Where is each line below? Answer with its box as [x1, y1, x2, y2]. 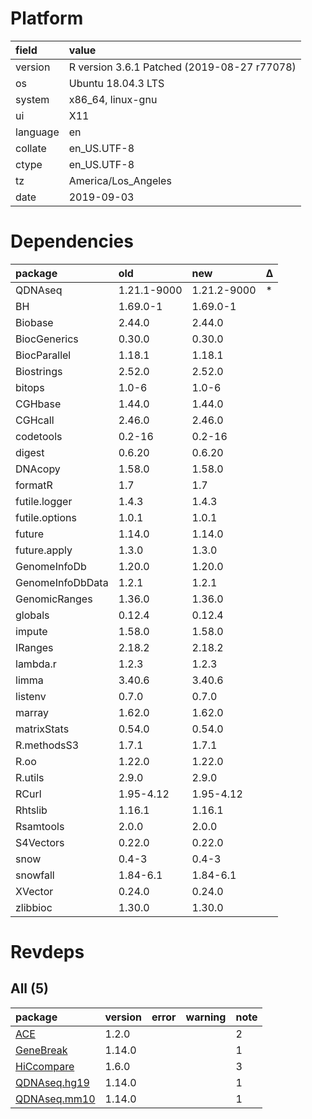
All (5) [10, 980, 49, 997]
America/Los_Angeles [68, 173, 172, 187]
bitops [15, 380, 45, 394]
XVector [15, 884, 54, 898]
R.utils [15, 770, 45, 784]
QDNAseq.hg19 [15, 1075, 90, 1089]
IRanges [15, 640, 54, 654]
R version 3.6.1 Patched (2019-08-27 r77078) [68, 60, 297, 74]
